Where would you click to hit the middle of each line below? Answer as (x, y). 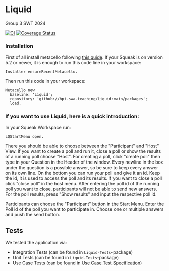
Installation (19, 46)
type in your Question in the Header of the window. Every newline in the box (84, 162)
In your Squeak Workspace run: (38, 127)
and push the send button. (33, 214)
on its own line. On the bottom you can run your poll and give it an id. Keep (83, 173)
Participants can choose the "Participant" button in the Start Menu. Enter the (85, 204)
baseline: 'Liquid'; (31, 95)
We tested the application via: (36, 243)
